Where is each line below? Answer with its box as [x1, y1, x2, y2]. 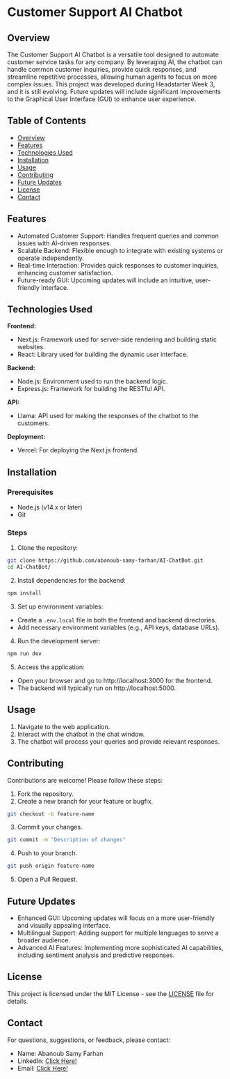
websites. [17, 343, 45, 351]
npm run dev [7, 650, 42, 657]
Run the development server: [17, 637, 101, 645]
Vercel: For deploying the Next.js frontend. [17, 446, 139, 454]
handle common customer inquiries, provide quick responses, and [7, 66, 197, 73]
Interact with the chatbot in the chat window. [17, 730, 145, 738]
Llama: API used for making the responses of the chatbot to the [17, 412, 199, 420]
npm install [7, 590, 42, 597]
